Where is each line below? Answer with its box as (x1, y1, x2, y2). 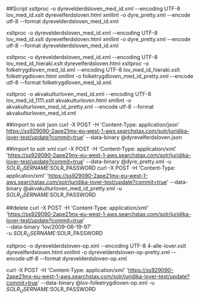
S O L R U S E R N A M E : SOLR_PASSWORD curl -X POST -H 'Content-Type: (6, 164, 176, 172)
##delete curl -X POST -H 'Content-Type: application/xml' (6, 204, 149, 211)
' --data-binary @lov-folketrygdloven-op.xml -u (38, 279, 155, 286)
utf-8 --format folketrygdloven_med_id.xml (6, 79, 112, 86)
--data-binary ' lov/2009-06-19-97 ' (6, 223, 92, 230)
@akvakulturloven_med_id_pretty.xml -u (23, 184, 123, 192)
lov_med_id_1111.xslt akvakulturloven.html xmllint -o (6, 97, 131, 104)
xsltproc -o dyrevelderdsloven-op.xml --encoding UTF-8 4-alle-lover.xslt (6, 242, 186, 249)
